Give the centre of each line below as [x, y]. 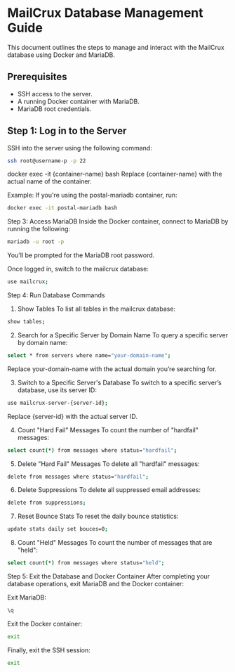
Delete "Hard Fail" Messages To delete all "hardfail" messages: [108, 464]
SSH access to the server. [55, 93]
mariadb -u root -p [36, 242]
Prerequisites [37, 77]
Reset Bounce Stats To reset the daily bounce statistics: [98, 516]
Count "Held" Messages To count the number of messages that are [115, 543]
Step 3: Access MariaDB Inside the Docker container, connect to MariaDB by [118, 221]
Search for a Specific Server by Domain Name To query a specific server [123, 335]
